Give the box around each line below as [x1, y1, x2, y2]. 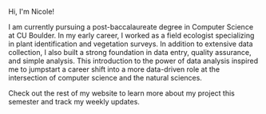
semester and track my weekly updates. [8, 97, 140, 106]
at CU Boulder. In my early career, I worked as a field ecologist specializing [8, 31, 255, 40]
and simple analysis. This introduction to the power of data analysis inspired [8, 56, 258, 65]
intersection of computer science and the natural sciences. [8, 73, 202, 82]
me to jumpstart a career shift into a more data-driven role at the [8, 65, 220, 74]
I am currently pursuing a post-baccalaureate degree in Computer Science [8, 22, 254, 31]
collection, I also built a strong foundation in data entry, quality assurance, [8, 48, 252, 57]
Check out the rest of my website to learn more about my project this [8, 88, 236, 98]
